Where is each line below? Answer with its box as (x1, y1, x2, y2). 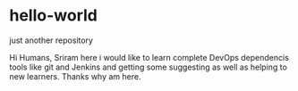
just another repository (9, 35, 94, 45)
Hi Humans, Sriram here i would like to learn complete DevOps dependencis (9, 52, 289, 62)
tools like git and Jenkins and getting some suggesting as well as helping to (9, 62, 288, 72)
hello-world (9, 5, 98, 26)
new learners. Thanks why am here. (9, 70, 141, 81)
